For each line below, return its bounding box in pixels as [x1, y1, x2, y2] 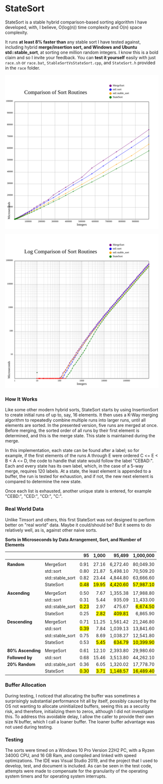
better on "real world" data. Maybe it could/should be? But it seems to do [5, 522, 152, 528]
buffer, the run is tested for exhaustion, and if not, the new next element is [5, 473, 153, 479]
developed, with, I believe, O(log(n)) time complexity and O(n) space [5, 24, 142, 30]
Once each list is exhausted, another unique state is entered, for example [5, 488, 152, 494]
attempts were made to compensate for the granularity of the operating [5, 768, 148, 774]
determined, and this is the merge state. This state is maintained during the [5, 433, 156, 439]
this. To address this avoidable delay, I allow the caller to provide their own [5, 714, 154, 719]
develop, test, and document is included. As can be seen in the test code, [5, 763, 152, 769]
